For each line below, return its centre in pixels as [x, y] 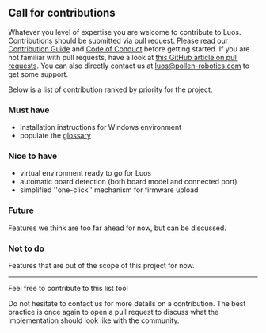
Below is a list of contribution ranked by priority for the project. [110, 89]
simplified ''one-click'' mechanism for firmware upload [109, 190]
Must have [29, 110]
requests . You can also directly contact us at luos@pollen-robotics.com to [129, 66]
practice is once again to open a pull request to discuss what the [114, 312]
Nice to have [33, 156]
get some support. [38, 74]
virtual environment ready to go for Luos [85, 173]
